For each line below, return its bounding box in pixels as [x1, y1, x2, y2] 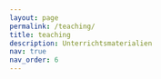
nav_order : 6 [9, 55, 59, 64]
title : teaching [9, 30, 71, 39]
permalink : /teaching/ [9, 22, 96, 31]
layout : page [9, 13, 59, 23]
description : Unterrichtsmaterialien [9, 38, 153, 48]
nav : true [9, 47, 47, 56]
